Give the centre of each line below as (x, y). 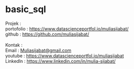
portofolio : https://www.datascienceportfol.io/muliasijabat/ (67, 28)
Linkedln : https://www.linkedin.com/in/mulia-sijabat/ (60, 61)
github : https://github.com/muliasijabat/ (47, 34)
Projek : (13, 23)
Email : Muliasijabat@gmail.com (38, 50)
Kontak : (14, 45)
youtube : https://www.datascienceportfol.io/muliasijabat (65, 56)
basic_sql (26, 9)
